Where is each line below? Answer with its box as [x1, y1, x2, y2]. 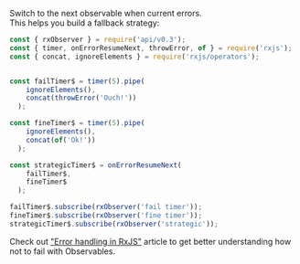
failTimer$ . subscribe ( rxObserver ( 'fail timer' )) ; [9, 203, 203, 212]
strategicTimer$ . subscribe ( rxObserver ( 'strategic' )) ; [9, 219, 220, 228]
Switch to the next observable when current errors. [9, 8, 203, 18]
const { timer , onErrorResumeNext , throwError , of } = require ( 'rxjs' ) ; [9, 43, 293, 53]
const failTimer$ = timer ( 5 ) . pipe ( [9, 77, 145, 86]
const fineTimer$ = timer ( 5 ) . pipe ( [9, 119, 145, 128]
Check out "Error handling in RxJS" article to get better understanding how [9, 236, 292, 247]
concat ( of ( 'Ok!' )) [26, 135, 96, 144]
